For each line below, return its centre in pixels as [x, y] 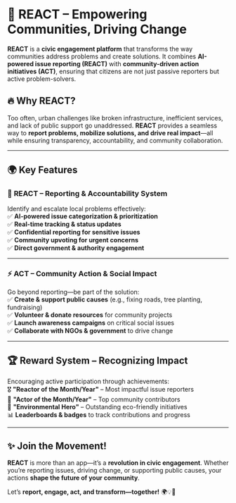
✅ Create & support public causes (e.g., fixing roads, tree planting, [105, 299]
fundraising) [25, 307]
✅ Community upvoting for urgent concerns [73, 240]
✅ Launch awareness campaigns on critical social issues [91, 323]
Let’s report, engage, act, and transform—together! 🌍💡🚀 [92, 492]
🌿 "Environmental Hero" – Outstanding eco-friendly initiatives [97, 406]
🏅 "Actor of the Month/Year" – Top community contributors [94, 399]
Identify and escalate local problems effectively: [77, 209]
